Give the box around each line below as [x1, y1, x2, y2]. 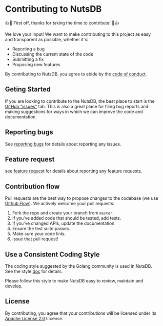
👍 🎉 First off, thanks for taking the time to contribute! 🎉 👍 [5, 20, 119, 25]
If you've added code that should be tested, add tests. [12, 215, 121, 221]
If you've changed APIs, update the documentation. [12, 220, 116, 226]
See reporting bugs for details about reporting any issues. [5, 141, 121, 147]
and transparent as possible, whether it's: [5, 36, 89, 42]
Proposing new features [12, 61, 61, 67]
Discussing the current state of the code [12, 51, 94, 57]
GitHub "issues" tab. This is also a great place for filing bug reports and [5, 103, 149, 109]
